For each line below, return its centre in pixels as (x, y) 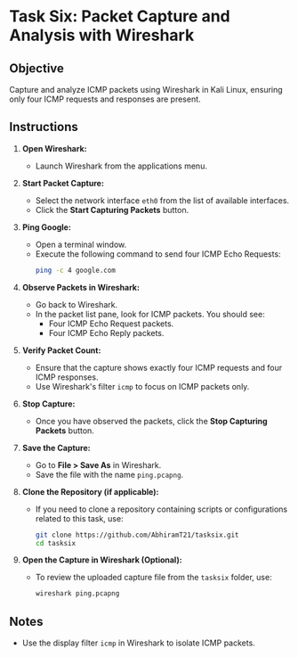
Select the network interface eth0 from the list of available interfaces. (162, 200)
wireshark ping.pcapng (77, 594)
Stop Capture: (48, 404)
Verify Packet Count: (61, 350)
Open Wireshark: (54, 148)
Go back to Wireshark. (77, 304)
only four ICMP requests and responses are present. (105, 99)
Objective (37, 68)
